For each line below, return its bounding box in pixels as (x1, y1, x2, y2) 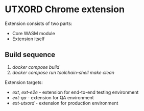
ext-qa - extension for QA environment (12, 94, 94, 100)
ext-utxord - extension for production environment (12, 100, 118, 106)
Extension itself (12, 36, 45, 42)
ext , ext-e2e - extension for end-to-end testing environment (12, 89, 139, 95)
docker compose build (12, 64, 60, 70)
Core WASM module (12, 30, 55, 36)
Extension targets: (5, 79, 43, 85)
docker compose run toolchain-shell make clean (12, 69, 114, 75)
